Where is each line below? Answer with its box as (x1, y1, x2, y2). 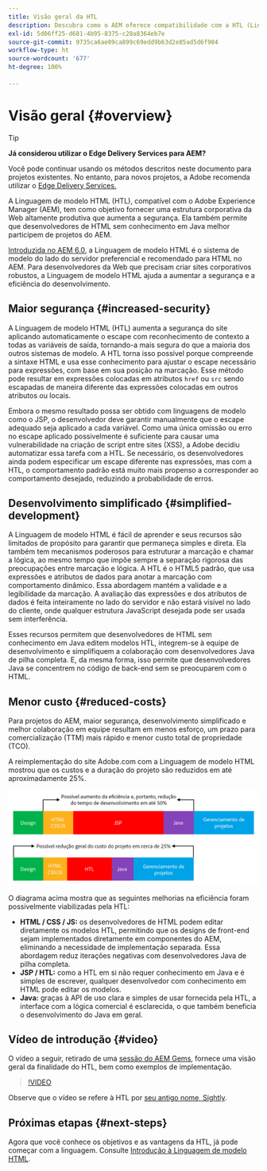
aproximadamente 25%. (8, 774, 87, 783)
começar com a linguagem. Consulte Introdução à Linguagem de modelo (8, 1146, 247, 1155)
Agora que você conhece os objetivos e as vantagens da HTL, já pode (8, 1137, 238, 1147)
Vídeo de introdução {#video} (8, 1033, 159, 1046)
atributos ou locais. (8, 390, 72, 400)
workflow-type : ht (8, 46, 69, 55)
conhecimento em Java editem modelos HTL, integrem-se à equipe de (8, 638, 240, 647)
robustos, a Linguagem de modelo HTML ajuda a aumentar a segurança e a (8, 270, 256, 280)
